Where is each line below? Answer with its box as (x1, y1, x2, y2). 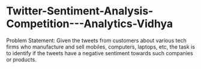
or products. (6, 56, 37, 63)
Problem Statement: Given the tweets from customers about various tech (6, 37, 187, 44)
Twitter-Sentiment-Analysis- (6, 4, 154, 18)
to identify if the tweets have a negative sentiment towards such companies (6, 49, 193, 56)
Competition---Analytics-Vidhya (6, 17, 173, 31)
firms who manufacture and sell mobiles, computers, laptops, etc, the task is (6, 43, 195, 50)
